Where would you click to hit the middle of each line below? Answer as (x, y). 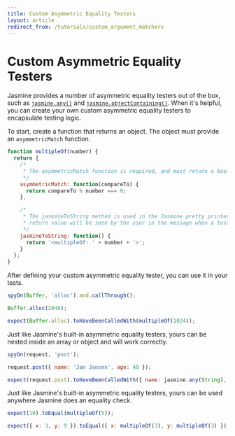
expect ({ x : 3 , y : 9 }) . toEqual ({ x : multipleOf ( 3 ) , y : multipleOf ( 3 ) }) (117, 426)
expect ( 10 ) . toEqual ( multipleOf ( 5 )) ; (60, 414)
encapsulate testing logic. (44, 118)
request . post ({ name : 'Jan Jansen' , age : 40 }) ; (79, 367)
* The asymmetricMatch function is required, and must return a (119, 171)
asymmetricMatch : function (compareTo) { (79, 184)
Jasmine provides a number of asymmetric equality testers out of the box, (114, 96)
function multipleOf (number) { (53, 152)
